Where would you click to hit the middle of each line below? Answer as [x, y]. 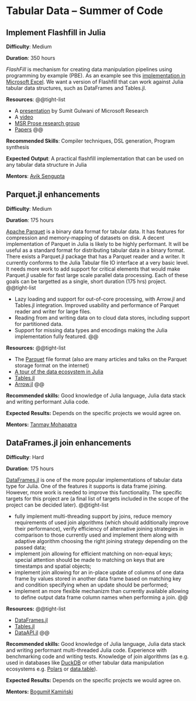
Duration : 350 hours [31, 58]
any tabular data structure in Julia [47, 165]
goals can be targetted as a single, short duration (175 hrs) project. [86, 281]
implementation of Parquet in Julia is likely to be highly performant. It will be [97, 244]
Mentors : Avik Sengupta [36, 176]
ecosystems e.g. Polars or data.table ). [52, 669]
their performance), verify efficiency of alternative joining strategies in [99, 528]
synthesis [18, 147]
